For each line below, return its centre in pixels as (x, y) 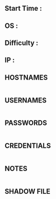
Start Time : (23, 8)
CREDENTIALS (28, 146)
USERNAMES (26, 100)
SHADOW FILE (27, 191)
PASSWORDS (26, 123)
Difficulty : (21, 43)
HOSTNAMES (26, 77)
